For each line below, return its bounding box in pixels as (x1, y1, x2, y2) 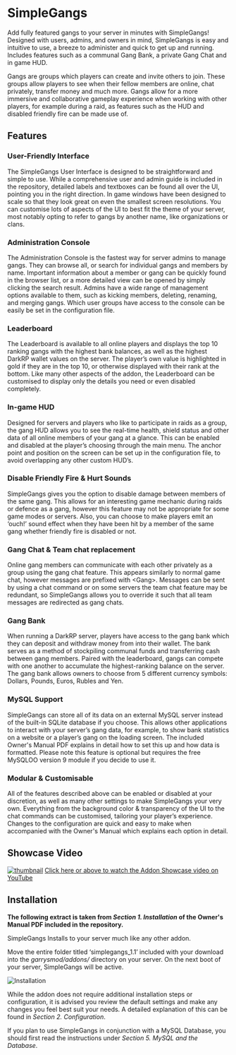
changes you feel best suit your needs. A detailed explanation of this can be (7, 1005, 228, 1013)
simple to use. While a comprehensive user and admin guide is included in (7, 174, 223, 183)
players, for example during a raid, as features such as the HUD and (7, 102, 204, 110)
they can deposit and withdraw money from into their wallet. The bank (7, 639, 211, 648)
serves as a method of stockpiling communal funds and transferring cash (7, 647, 221, 655)
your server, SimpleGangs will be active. (7, 962, 124, 971)
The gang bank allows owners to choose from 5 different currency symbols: (7, 669, 228, 678)
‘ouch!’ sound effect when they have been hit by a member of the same (7, 519, 215, 527)
